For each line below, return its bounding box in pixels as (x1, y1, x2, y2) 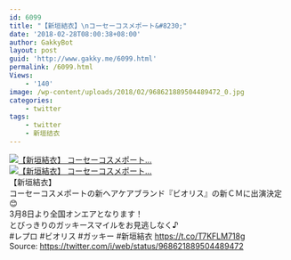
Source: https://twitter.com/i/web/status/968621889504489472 (9, 240, 244, 251)
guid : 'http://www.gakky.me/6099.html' (9, 54, 158, 63)
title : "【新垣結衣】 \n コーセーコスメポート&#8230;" (9, 21, 188, 30)
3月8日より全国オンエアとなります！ (9, 208, 144, 219)
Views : (9, 71, 34, 80)
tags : (9, 112, 29, 121)
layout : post (9, 46, 58, 55)
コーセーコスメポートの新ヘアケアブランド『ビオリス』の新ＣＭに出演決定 (9, 188, 282, 199)
